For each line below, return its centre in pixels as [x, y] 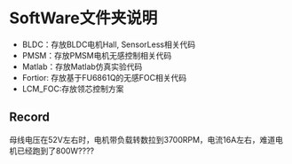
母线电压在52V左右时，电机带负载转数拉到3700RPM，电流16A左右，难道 [142, 139]
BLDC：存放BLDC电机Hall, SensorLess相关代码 [109, 44]
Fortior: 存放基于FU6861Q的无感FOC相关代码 [104, 77]
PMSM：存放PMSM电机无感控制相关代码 [97, 55]
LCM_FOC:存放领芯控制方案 [73, 89]
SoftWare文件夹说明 [83, 18]
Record [30, 117]
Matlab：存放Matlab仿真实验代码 [82, 66]
